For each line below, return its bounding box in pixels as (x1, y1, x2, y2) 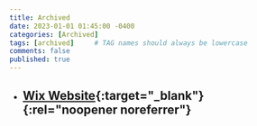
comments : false (9, 47, 70, 56)
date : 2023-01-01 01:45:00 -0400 (9, 22, 135, 31)
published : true (9, 55, 70, 64)
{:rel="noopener (22, 103, 118, 118)
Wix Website (22, 88, 96, 103)
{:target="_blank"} (95, 88, 205, 103)
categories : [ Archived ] (9, 30, 99, 39)
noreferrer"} (120, 103, 192, 118)
